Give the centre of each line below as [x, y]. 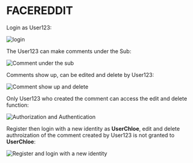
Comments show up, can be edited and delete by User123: [80, 74]
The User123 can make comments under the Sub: [69, 51]
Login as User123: [29, 27]
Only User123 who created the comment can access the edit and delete [97, 98]
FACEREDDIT [40, 11]
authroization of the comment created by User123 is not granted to [90, 135]
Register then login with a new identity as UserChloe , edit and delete [93, 128]
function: [18, 105]
